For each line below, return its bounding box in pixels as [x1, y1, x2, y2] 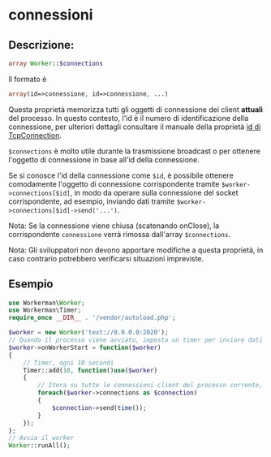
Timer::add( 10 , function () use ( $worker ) [23, 366, 158, 374]
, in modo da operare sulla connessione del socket [70, 188, 239, 197]
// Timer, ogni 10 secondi [23, 359, 114, 367]
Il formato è [8, 74, 47, 84]
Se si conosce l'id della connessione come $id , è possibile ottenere [8, 170, 234, 180]
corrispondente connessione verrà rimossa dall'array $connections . [8, 229, 231, 239]
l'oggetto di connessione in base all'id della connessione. [8, 154, 200, 164]
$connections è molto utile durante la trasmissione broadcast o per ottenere [8, 146, 261, 156]
